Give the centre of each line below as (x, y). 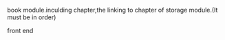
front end (20, 31)
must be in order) (32, 17)
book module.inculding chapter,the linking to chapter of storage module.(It (112, 10)
